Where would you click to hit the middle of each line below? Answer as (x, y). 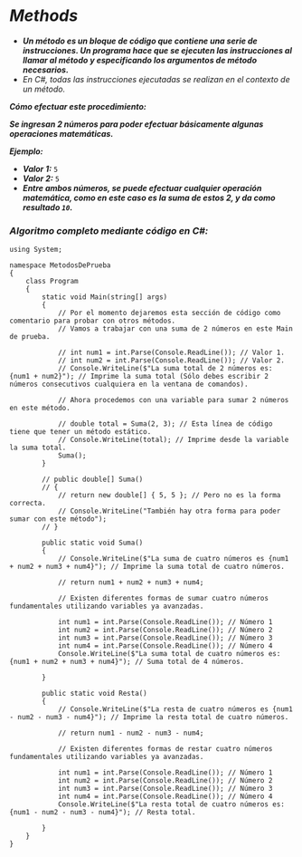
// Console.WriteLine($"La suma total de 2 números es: (165, 369)
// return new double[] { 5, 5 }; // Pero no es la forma (169, 496)
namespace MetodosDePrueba (60, 265)
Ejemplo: (26, 151)
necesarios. (46, 70)
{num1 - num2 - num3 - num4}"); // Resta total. (103, 813)
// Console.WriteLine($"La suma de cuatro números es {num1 (173, 559)
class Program (52, 282)
